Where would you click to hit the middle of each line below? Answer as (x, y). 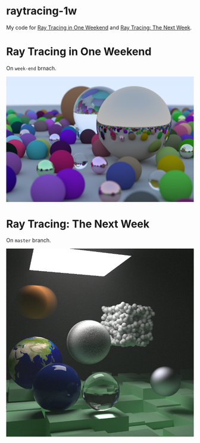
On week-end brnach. (31, 68)
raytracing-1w (42, 11)
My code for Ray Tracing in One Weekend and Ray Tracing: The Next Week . (99, 27)
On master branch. (29, 241)
